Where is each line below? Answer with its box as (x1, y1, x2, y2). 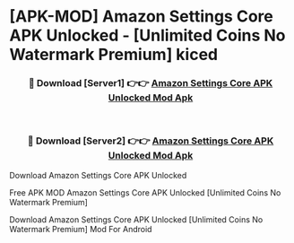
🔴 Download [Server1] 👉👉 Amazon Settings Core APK (28, 77, 273, 90)
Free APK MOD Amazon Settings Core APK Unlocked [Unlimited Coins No (9, 187, 281, 198)
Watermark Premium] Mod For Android (9, 223, 152, 234)
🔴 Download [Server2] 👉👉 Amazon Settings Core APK (27, 135, 274, 147)
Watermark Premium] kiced (9, 45, 218, 65)
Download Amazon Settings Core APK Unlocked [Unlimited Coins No (9, 213, 264, 225)
